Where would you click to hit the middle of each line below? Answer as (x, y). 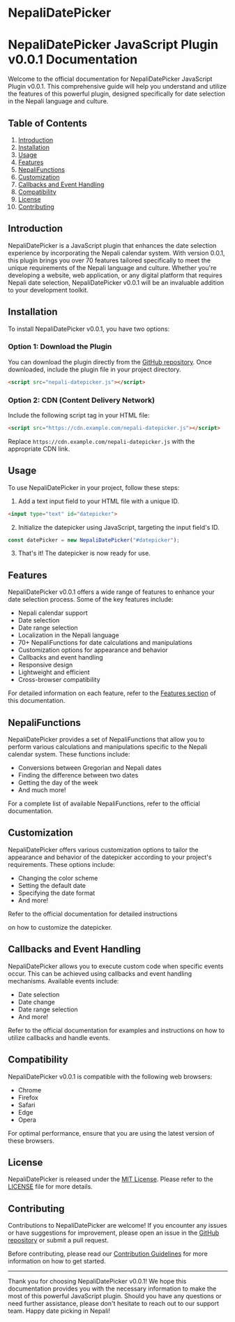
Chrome (30, 1090)
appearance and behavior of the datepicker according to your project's (110, 857)
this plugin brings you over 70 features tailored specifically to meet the (109, 260)
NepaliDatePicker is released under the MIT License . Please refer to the (111, 1179)
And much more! (42, 790)
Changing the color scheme (58, 878)
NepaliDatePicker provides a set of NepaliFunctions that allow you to (106, 740)
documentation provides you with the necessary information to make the (112, 1288)
